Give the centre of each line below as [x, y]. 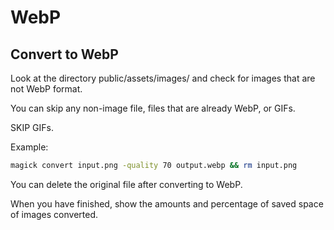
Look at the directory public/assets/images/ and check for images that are [163, 78]
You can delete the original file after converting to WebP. [126, 184]
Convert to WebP [64, 54]
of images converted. [54, 214]
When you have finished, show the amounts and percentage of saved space [167, 203]
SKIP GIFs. [32, 127]
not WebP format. [46, 89]
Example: [29, 147]
